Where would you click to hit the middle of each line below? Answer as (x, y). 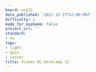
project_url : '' (22, 29)
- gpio (12, 52)
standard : (16, 33)
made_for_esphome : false (31, 24)
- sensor (14, 57)
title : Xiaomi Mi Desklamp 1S (37, 62)
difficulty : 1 (20, 19)
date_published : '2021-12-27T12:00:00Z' (49, 15)
